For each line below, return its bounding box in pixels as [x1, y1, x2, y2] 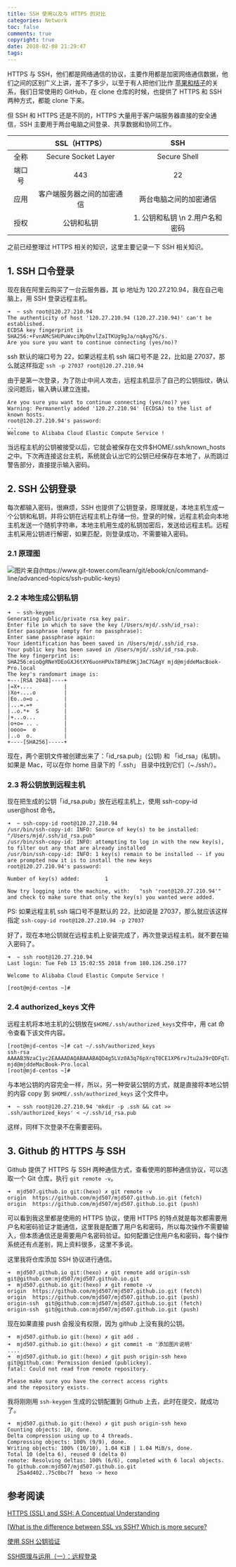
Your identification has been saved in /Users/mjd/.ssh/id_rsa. [7, 640, 199, 648]
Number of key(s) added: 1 [7, 876, 109, 883]
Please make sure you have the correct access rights [7, 1378, 169, 1385]
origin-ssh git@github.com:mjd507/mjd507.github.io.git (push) [7, 1306, 199, 1313]
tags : [7, 50, 23, 57]
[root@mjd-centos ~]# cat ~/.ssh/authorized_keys [7, 1043, 156, 1050]
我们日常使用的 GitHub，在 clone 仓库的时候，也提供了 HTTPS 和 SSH [19, 87, 223, 96]
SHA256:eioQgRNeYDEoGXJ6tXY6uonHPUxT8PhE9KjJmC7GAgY [7, 659, 165, 666]
